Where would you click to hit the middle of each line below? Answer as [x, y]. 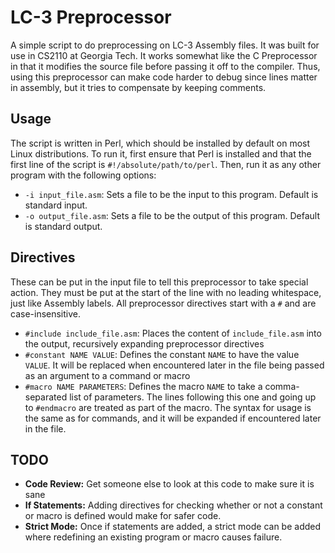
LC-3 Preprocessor [91, 17]
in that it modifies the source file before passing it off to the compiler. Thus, [165, 66]
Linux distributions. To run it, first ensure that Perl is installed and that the [161, 153]
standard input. [56, 205]
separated [46, 397]
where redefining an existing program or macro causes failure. [153, 537]
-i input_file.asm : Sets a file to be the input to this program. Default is [171, 194]
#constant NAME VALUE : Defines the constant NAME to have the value [162, 354]
